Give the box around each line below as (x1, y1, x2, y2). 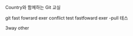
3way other (5, 25, 30, 31)
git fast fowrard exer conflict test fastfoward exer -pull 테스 (5, 15, 128, 21)
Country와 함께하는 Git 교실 (5, 4, 61, 10)
